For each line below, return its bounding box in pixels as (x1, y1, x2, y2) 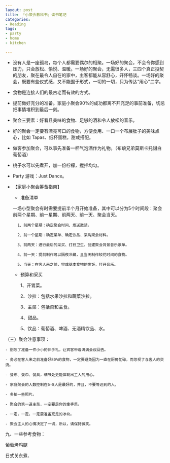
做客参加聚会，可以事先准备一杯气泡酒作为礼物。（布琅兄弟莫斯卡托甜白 (12, 145, 162, 151)
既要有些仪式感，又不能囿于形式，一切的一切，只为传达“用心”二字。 (21, 78, 164, 84)
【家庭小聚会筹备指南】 (12, 184, 62, 190)
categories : (5, 17, 30, 22)
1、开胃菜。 (20, 282, 45, 288)
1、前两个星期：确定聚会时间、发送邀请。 (17, 223, 92, 228)
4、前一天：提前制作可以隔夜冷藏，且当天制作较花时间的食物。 (17, 252, 129, 257)
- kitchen (5, 41, 26, 46)
